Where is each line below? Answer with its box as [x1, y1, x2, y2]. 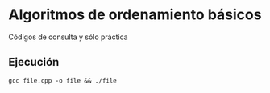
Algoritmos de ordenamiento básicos [8, 6, 262, 24]
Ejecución [8, 55, 60, 69]
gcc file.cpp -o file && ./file [8, 76, 117, 85]
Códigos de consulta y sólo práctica [8, 32, 128, 42]
